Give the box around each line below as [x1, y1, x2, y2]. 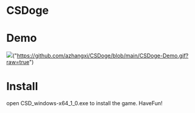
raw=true [6, 59, 29, 66]
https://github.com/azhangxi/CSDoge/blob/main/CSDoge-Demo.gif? [16, 52, 189, 59]
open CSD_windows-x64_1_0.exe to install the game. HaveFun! [6, 100, 163, 107]
